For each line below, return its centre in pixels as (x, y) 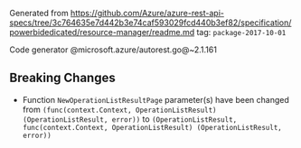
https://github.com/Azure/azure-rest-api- (147, 13)
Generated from (39, 13)
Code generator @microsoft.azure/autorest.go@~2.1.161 (113, 50)
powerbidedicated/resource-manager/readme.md (102, 32)
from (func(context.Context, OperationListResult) (119, 109)
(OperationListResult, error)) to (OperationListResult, (130, 119)
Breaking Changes (62, 78)
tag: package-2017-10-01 (241, 32)
